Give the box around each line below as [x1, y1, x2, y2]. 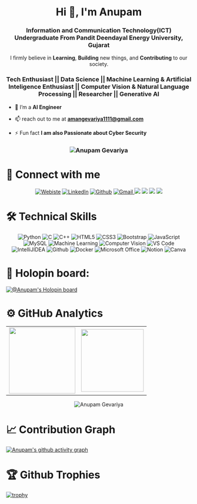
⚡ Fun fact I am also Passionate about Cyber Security [14, 129, 147, 136]
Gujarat [88, 41, 110, 49]
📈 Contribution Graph [6, 423, 116, 436]
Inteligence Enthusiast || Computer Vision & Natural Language [8, 82, 189, 91]
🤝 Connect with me [6, 168, 101, 181]
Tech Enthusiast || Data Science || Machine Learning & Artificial [6, 75, 192, 84]
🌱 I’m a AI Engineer [14, 103, 62, 111]
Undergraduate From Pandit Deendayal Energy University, [14, 34, 183, 42]
